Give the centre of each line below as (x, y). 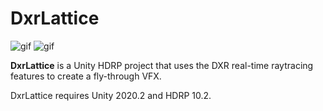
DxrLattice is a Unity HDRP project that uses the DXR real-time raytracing (162, 65)
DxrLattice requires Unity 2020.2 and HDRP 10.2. (111, 95)
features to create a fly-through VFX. (86, 76)
